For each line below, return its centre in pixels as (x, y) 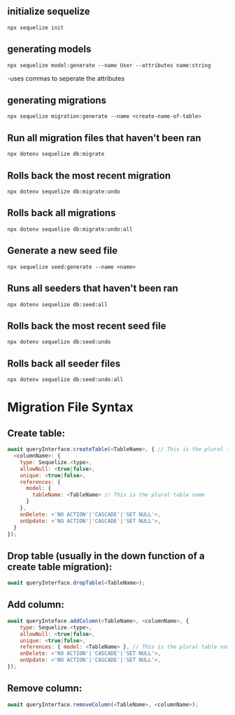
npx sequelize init (36, 27)
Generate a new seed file (62, 251)
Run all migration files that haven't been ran (104, 138)
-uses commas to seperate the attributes (66, 78)
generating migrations (57, 101)
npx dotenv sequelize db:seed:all (58, 304)
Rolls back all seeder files (64, 363)
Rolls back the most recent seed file (87, 326)
